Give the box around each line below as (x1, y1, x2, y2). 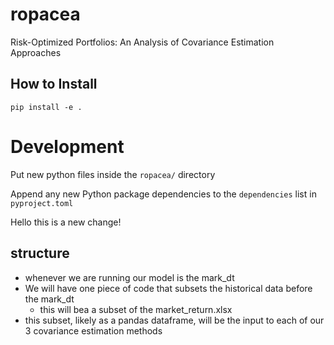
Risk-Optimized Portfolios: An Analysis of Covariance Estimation (10, 36, 275, 48)
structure (10, 245, 70, 262)
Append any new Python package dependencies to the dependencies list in (10, 188, 317, 200)
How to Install (10, 76, 98, 93)
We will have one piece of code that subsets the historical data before (24, 282, 313, 294)
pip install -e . (10, 102, 83, 112)
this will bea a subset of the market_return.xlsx (39, 303, 233, 315)
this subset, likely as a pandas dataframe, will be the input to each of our (24, 314, 325, 326)
